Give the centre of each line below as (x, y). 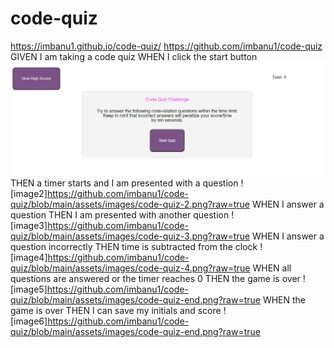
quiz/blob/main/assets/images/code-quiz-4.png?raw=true (130, 268)
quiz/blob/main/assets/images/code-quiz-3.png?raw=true (130, 236)
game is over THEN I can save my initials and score (116, 310)
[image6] (29, 321)
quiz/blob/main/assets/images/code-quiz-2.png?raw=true (130, 204)
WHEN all (272, 268)
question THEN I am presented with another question (120, 214)
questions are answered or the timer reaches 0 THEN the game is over (155, 278)
